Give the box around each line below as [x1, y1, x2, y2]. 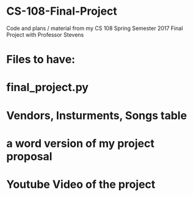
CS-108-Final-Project [6, 4, 117, 18]
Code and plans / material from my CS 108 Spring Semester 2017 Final [6, 24, 183, 32]
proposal [6, 149, 53, 163]
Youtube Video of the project [6, 177, 156, 191]
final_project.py [6, 81, 89, 94]
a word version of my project [6, 136, 155, 151]
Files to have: [6, 53, 75, 67]
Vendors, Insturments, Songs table [6, 108, 188, 122]
